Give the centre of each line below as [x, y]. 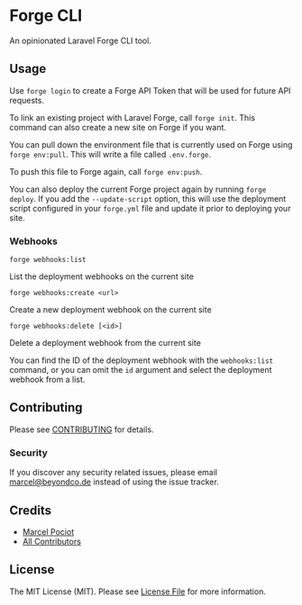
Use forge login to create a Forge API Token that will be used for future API [150, 90]
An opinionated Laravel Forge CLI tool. [80, 41]
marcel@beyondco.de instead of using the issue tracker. [114, 482]
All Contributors [51, 541]
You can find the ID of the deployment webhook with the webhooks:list [142, 360]
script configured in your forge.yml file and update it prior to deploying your [150, 208]
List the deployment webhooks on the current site [101, 276]
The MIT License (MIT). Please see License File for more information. [137, 591]
